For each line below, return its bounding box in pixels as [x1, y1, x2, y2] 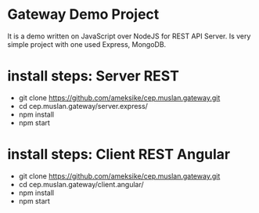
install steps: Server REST [7, 67, 179, 85]
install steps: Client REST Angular [7, 146, 231, 164]
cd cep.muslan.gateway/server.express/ [18, 101, 148, 110]
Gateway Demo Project [7, 5, 160, 23]
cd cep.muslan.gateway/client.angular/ [18, 179, 144, 189]
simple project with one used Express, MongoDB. [7, 39, 167, 49]
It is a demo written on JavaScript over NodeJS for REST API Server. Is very [7, 31, 251, 41]
